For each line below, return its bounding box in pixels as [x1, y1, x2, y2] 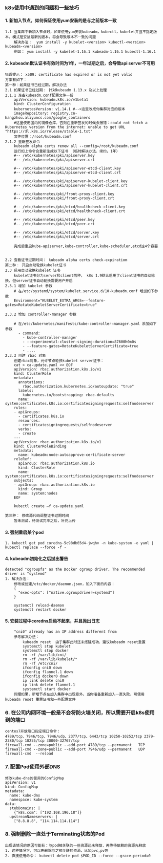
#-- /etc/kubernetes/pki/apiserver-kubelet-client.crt [14, 183, 128, 188]
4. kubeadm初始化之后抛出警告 [5, 556, 68, 561]
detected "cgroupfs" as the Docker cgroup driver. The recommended [5, 567, 145, 572]
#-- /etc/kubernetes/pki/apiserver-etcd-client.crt [14, 170, 121, 175]
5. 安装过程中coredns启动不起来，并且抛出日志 [5, 618, 100, 624]
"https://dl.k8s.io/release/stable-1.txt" [5, 129, 93, 134]
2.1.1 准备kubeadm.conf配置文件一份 [5, 93, 74, 98]
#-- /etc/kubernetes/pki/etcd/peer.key [14, 217, 95, 222]
